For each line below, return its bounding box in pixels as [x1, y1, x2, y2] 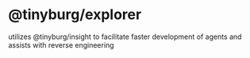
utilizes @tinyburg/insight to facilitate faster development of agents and [8, 32, 242, 41]
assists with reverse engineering [8, 40, 114, 49]
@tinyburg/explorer [8, 6, 142, 24]
